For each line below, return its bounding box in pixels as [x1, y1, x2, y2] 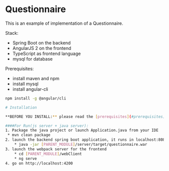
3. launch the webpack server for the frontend [5, 146, 107, 152]
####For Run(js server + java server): [5, 123, 89, 128]
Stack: [5, 30, 19, 36]
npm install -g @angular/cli [5, 96, 66, 101]
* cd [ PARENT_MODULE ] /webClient [14, 151, 82, 156]
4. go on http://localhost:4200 [5, 160, 73, 166]
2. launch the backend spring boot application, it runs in [5, 137, 134, 142]
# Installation [5, 105, 37, 110]
